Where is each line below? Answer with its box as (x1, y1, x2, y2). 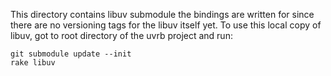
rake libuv (10, 58, 56, 68)
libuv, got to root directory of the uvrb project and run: (10, 30, 233, 41)
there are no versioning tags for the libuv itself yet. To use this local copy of (10, 19, 322, 31)
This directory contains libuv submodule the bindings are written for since (10, 9, 315, 20)
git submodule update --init (10, 49, 132, 59)
